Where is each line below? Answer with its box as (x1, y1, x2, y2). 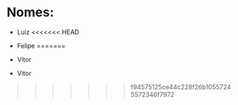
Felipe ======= (16, 41, 66, 50)
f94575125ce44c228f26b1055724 (130, 82, 232, 91)
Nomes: (6, 4, 54, 21)
